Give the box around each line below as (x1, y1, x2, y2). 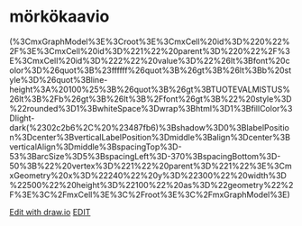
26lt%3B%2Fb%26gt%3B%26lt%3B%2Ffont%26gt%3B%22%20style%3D (9, 93, 292, 104)
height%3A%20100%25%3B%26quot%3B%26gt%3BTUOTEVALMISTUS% (9, 84, 291, 95)
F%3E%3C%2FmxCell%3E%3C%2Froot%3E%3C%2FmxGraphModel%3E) (9, 189, 290, 200)
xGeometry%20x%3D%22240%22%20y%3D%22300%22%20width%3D (9, 169, 287, 181)
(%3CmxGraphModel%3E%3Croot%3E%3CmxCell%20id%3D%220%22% (9, 36, 290, 47)
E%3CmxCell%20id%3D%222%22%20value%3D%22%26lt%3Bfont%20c (9, 55, 290, 66)
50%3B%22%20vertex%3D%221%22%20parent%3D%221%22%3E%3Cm (9, 160, 292, 171)
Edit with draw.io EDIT (9, 206, 91, 217)
